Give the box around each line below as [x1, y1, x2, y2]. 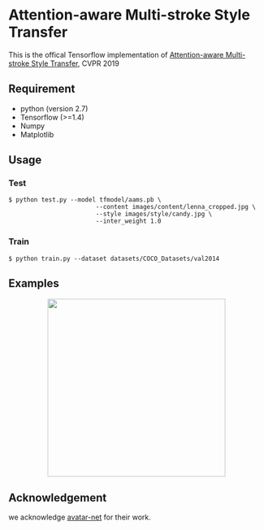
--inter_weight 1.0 [95, 217, 162, 225]
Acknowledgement [8, 490, 107, 505]
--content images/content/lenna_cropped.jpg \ [95, 203, 256, 211]
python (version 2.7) [19, 103, 89, 113]
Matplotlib [19, 129, 54, 139]
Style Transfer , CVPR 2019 [31, 59, 119, 68]
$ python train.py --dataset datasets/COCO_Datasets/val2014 [8, 254, 220, 263]
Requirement [8, 82, 76, 96]
